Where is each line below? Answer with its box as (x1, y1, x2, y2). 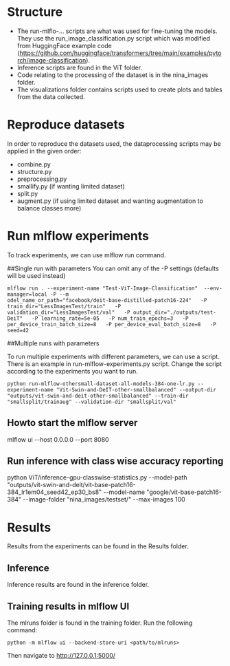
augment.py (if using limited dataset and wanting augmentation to (16, 197, 204, 205)
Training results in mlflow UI (7, 600, 130, 612)
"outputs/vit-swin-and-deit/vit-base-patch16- (7, 481, 136, 489)
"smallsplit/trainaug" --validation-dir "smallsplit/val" (7, 398, 176, 405)
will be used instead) (7, 271, 66, 279)
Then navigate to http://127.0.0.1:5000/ (7, 652, 115, 659)
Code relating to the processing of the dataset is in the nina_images (16, 70, 209, 79)
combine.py (16, 160, 51, 169)
